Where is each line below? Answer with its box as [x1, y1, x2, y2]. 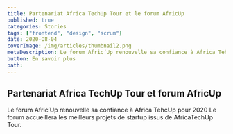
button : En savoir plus [7, 56, 76, 62]
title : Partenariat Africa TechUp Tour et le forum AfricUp [7, 10, 185, 17]
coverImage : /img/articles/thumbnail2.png [7, 42, 132, 49]
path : [7, 62, 23, 69]
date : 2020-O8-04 [7, 36, 58, 43]
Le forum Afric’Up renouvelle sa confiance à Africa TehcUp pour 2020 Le [7, 106, 217, 115]
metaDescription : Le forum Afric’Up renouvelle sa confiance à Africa [7, 49, 216, 56]
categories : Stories [7, 23, 67, 30]
